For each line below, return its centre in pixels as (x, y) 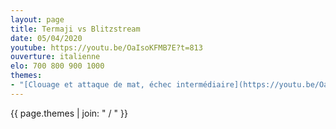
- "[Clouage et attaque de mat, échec (91, 85)
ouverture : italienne (55, 57)
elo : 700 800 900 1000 (57, 66)
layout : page (37, 19)
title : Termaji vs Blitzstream (75, 29)
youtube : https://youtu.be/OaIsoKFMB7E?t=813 (106, 47)
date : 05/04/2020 (46, 38)
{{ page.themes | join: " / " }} (69, 113)
